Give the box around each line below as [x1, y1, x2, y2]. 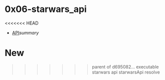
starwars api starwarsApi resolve [92, 69, 160, 75]
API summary [12, 29, 39, 35]
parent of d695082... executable [92, 63, 159, 69]
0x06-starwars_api [5, 3, 87, 15]
